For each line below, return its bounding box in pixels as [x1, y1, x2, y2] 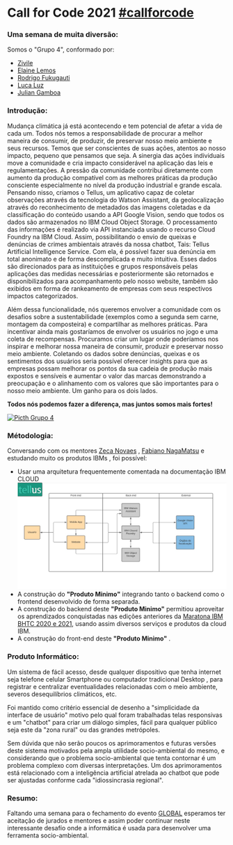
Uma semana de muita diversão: [7, 30, 118, 40]
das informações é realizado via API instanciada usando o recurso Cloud [7, 225, 216, 234]
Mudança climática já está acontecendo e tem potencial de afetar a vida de [7, 122, 223, 130]
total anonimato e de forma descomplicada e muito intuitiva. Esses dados [7, 255, 217, 263]
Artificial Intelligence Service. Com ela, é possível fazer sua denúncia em [7, 247, 216, 255]
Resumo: [7, 793, 38, 803]
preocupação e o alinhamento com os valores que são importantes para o [7, 379, 219, 387]
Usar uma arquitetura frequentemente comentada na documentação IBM [17, 467, 226, 476]
